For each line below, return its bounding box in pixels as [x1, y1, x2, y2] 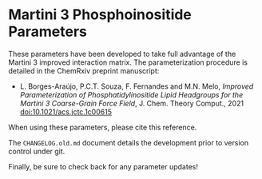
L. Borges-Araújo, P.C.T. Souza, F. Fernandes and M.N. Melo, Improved [19, 82, 254, 91]
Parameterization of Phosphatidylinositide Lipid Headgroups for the [19, 89, 244, 99]
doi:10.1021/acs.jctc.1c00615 [19, 106, 112, 117]
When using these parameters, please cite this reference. [8, 122, 197, 132]
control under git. [8, 146, 65, 156]
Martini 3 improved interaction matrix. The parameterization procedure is [8, 58, 248, 67]
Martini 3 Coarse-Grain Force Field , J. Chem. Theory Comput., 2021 [19, 98, 244, 108]
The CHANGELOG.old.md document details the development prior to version [8, 137, 249, 147]
